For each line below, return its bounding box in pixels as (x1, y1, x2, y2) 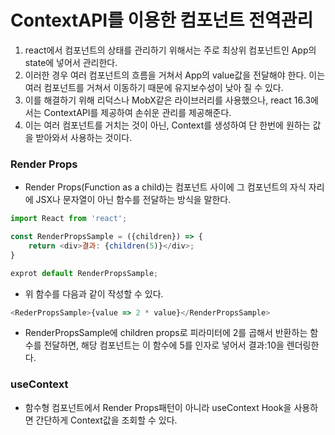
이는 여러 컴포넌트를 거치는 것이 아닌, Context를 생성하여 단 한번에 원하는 (24, 119, 311, 131)
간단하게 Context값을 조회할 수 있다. (35, 414, 178, 426)
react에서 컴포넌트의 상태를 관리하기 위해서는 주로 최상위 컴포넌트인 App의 (24, 44, 317, 56)
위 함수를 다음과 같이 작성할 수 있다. (24, 287, 164, 300)
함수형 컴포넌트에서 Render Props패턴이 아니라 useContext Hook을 (24, 401, 292, 413)
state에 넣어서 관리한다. (24, 56, 118, 68)
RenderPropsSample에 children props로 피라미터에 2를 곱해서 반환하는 (24, 327, 308, 339)
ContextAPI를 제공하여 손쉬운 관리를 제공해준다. (43, 106, 232, 118)
